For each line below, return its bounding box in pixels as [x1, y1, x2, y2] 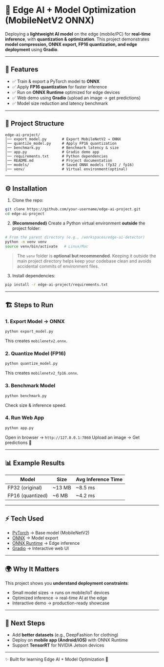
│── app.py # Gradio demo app [5, 149, 99, 155]
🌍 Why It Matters [5, 565, 60, 573]
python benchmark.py [5, 393, 47, 398]
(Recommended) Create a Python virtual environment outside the [12, 220, 145, 226]
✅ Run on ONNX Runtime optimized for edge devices [12, 89, 120, 95]
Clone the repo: [12, 198, 44, 203]
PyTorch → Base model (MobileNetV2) [12, 530, 90, 536]
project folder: [12, 225, 41, 231]
